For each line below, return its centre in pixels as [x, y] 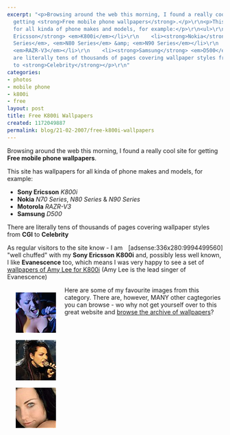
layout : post [26, 109]
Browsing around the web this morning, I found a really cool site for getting [113, 150]
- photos [20, 80]
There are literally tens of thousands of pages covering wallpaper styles [108, 227]
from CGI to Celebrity [38, 234]
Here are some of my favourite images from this [132, 290]
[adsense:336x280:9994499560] [175, 248]
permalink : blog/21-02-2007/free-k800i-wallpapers [81, 130]
